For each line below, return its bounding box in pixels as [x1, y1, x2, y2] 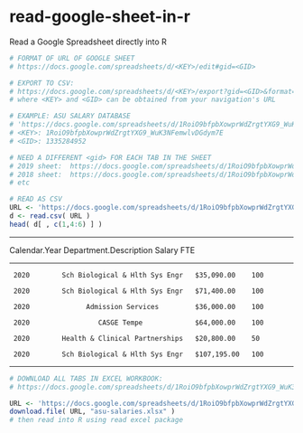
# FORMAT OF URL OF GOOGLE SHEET [9, 53, 135, 62]
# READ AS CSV [9, 194, 63, 204]
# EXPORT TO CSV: [9, 79, 75, 88]
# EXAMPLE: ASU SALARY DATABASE [9, 111, 131, 121]
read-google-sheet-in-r [9, 6, 191, 27]
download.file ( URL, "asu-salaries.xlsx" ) [9, 407, 176, 417]
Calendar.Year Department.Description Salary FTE [9, 244, 196, 255]
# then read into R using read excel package [9, 416, 183, 425]
